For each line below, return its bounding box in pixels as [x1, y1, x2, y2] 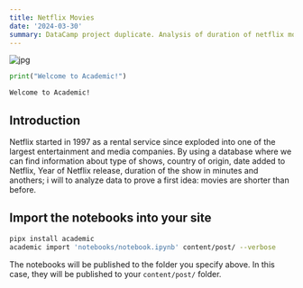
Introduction [9, 112, 81, 128]
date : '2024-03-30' [9, 22, 83, 31]
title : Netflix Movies [9, 13, 95, 22]
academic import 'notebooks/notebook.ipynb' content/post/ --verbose [9, 242, 277, 252]
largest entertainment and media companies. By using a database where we [9, 146, 292, 157]
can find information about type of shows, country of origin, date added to [9, 156, 286, 166]
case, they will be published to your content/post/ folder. [9, 268, 222, 279]
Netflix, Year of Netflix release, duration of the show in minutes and [9, 166, 259, 176]
